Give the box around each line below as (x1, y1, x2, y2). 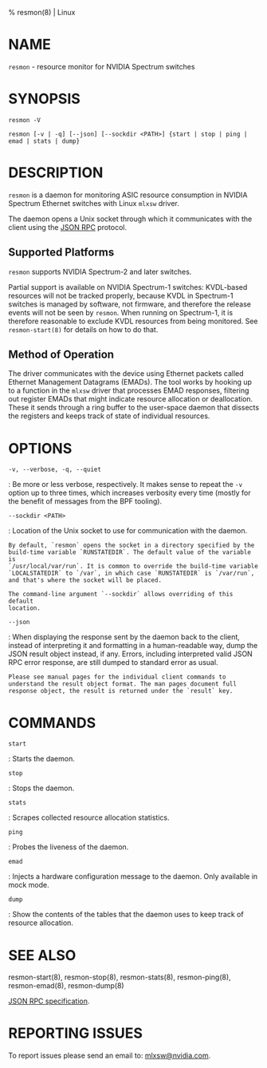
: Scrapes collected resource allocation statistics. (8, 813, 170, 822)
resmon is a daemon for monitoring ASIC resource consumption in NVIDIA (8, 190, 248, 200)
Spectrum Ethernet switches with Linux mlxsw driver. (8, 198, 179, 208)
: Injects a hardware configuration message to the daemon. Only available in (8, 872, 258, 881)
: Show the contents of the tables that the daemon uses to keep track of (8, 910, 245, 920)
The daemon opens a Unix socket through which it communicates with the (8, 214, 253, 223)
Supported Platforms (8, 246, 115, 259)
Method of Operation (8, 348, 114, 362)
